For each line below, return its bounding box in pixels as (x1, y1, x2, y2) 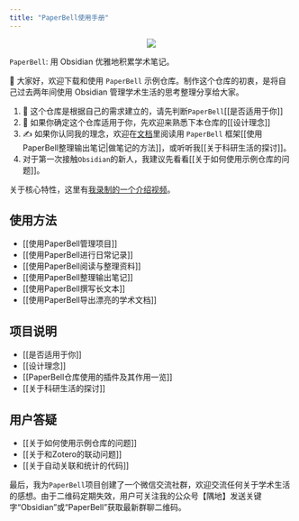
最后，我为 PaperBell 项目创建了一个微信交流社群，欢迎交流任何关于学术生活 (9, 480, 291, 490)
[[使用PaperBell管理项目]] (22, 238, 118, 249)
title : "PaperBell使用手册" (9, 13, 110, 23)
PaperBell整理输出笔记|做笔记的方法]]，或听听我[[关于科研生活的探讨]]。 (22, 142, 292, 153)
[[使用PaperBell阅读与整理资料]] (22, 260, 141, 271)
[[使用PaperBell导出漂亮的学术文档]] (22, 295, 158, 306)
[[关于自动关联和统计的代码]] (22, 461, 130, 471)
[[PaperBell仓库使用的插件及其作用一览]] (22, 371, 173, 383)
